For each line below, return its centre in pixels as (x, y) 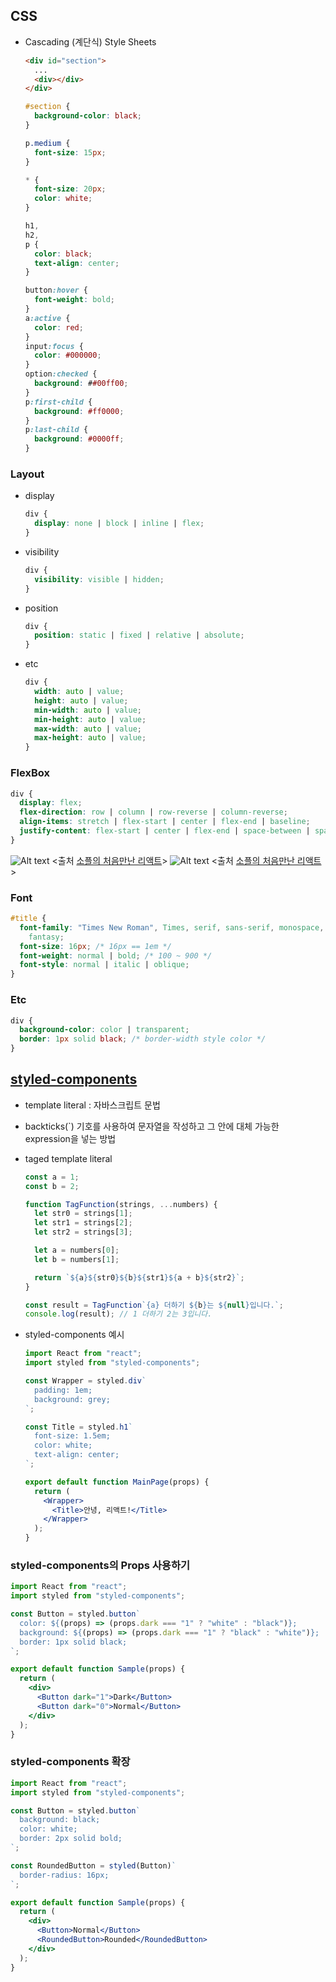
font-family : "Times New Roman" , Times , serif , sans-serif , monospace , (172, 927)
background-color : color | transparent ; (104, 1030)
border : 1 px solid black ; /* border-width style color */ (143, 1039)
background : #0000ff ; (79, 439)
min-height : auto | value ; (90, 719)
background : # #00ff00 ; (81, 384)
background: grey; (72, 1399)
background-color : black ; (88, 116)
